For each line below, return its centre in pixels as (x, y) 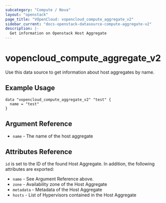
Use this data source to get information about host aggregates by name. (80, 72)
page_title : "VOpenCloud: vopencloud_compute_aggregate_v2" (70, 19)
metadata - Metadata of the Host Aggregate (57, 190)
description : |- (22, 29)
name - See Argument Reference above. (53, 179)
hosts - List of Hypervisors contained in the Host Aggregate (74, 195)
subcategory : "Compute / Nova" (38, 10)
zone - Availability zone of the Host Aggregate (60, 184)
